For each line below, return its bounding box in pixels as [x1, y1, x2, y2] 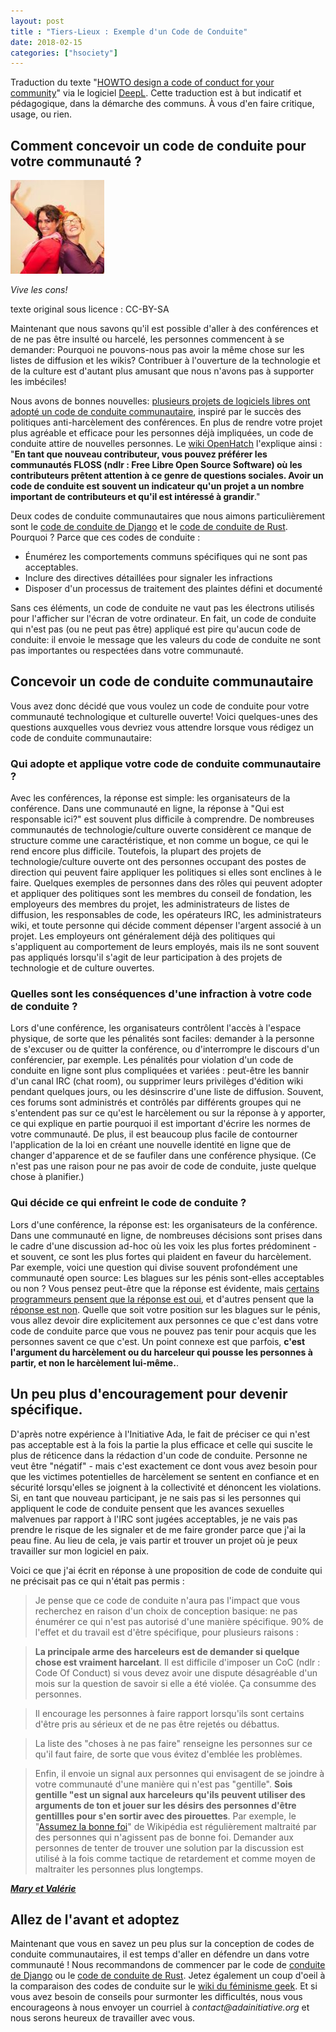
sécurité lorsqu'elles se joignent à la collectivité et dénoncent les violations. [10, 1481, 322, 1493]
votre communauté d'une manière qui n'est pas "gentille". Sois [34, 1778, 293, 1790]
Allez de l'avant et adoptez [10, 1911, 180, 1928]
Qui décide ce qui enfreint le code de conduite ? [10, 1196, 247, 1210]
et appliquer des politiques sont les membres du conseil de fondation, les [10, 888, 312, 900]
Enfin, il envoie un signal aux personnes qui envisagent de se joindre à [34, 1767, 325, 1779]
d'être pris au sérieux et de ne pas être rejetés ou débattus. [34, 1718, 280, 1730]
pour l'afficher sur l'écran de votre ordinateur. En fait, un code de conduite [10, 613, 317, 625]
